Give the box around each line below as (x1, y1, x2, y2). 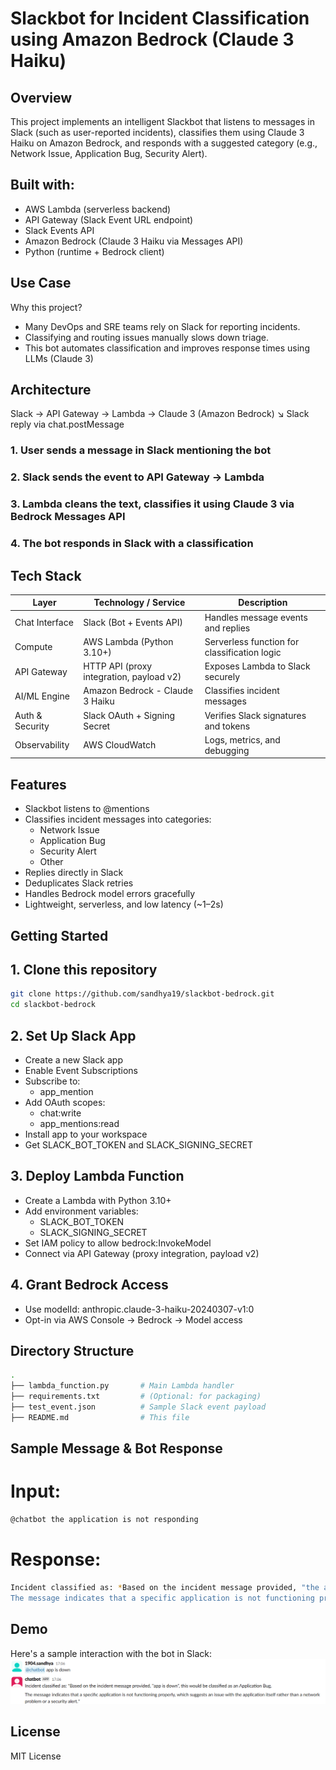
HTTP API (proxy (83, 660, 153, 672)
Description (238, 597, 288, 609)
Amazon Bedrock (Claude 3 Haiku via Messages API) (24, 235, 244, 247)
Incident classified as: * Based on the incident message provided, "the (10, 1582, 320, 1592)
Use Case (10, 275, 72, 292)
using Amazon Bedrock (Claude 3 (10, 28, 295, 51)
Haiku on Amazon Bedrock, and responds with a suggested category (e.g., (10, 137, 318, 149)
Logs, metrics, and (204, 733, 281, 746)
